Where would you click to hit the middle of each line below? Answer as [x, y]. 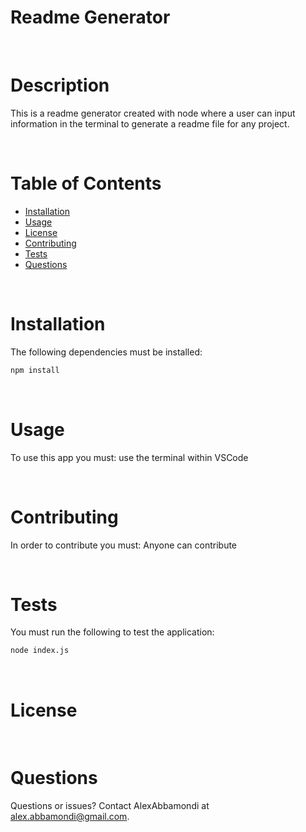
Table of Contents [86, 183]
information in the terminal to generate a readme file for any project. [150, 123]
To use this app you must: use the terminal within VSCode [129, 457]
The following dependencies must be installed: [106, 352]
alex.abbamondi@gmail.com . [70, 817]
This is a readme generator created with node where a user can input [153, 113]
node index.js [40, 651]
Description [60, 85]
